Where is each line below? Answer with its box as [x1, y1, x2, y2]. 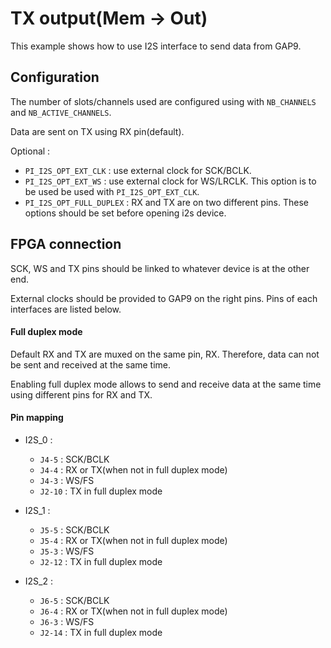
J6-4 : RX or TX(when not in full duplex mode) [39, 605, 228, 617]
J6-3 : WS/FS [39, 615, 95, 627]
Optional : [10, 145, 51, 157]
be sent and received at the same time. [10, 358, 172, 371]
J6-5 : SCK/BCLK [39, 594, 110, 606]
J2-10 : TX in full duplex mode [39, 485, 163, 497]
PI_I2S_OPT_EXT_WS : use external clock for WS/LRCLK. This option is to [24, 175, 317, 187]
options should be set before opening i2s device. [24, 207, 227, 219]
